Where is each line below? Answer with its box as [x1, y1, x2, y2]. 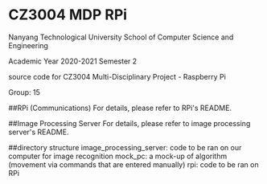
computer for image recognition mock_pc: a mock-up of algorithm [8, 151, 228, 161]
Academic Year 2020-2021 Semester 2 [8, 56, 138, 66]
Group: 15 [8, 87, 40, 97]
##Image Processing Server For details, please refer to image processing [8, 118, 251, 128]
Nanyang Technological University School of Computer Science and [8, 32, 234, 42]
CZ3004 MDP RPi [8, 6, 127, 24]
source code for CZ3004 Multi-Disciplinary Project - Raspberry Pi [8, 72, 227, 81]
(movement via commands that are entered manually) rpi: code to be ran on [8, 159, 259, 170]
